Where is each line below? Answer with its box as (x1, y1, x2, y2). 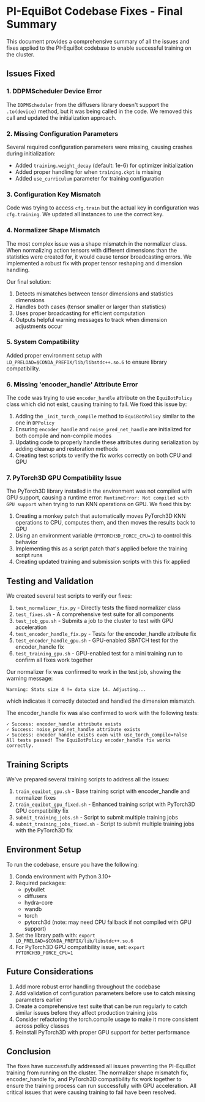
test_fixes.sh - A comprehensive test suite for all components (15, 611, 174, 618)
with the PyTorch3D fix (15, 827, 73, 834)
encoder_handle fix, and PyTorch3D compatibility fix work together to (6, 1076, 182, 1083)
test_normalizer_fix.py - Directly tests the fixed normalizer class (15, 604, 181, 612)
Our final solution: (6, 278, 51, 285)
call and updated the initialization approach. (6, 114, 117, 121)
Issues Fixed (6, 69, 56, 79)
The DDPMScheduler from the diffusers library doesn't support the (6, 101, 169, 108)
